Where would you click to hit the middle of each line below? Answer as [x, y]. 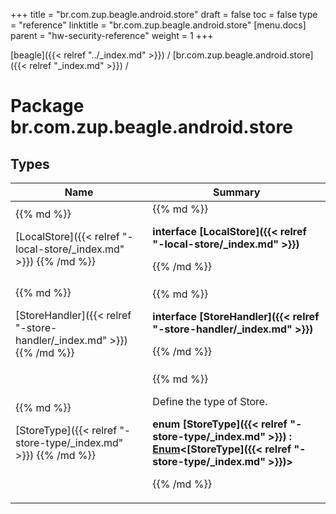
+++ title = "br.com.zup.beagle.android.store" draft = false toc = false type [164, 14]
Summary [237, 192]
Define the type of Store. [210, 401]
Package [47, 106]
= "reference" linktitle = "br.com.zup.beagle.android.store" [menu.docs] [158, 25]
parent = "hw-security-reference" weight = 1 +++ [112, 35]
